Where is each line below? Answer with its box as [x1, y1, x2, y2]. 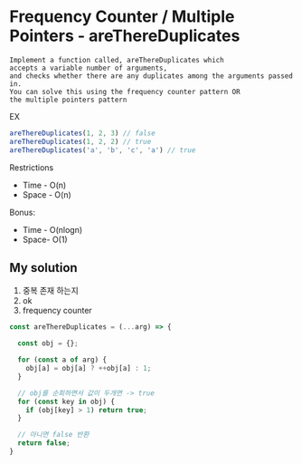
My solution [9, 260, 79, 275]
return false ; [17, 439, 71, 448]
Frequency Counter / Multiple [9, 6, 235, 27]
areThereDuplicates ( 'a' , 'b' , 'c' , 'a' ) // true [9, 145, 196, 155]
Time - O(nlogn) [22, 224, 83, 235]
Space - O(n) [22, 188, 72, 200]
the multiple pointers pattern [9, 95, 127, 104]
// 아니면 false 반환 [17, 430, 90, 440]
